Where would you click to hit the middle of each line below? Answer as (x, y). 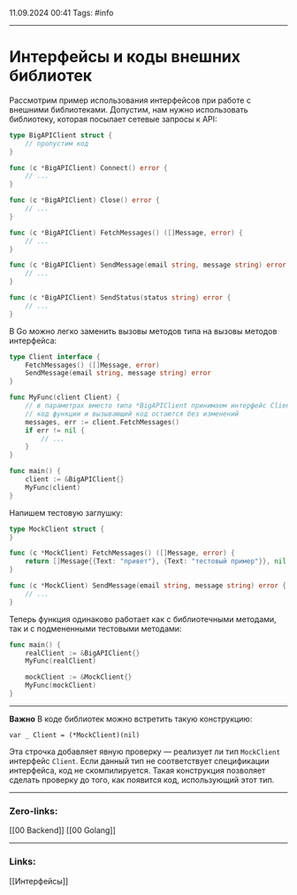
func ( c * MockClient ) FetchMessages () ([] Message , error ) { (122, 553)
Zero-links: (34, 811)
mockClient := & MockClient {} (79, 677)
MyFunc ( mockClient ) (61, 686)
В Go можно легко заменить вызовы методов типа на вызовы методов (143, 331)
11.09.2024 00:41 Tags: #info (61, 13)
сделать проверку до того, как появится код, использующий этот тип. (142, 780)
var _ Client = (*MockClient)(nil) (75, 735)
